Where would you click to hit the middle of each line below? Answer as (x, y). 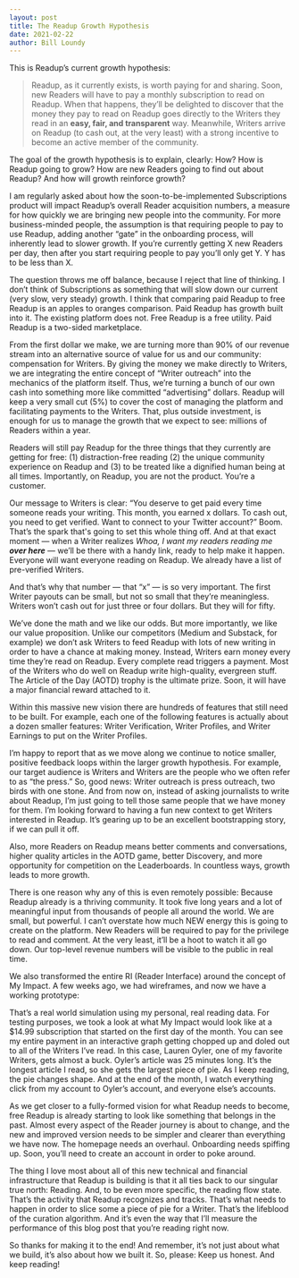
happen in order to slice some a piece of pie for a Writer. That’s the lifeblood (149, 1209)
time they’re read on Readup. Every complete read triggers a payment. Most (149, 661)
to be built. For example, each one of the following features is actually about (149, 717)
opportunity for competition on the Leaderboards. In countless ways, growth (149, 865)
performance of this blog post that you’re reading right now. (119, 1228)
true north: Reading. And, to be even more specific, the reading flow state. (146, 1190)
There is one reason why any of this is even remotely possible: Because (141, 892)
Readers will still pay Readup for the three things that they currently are (140, 447)
